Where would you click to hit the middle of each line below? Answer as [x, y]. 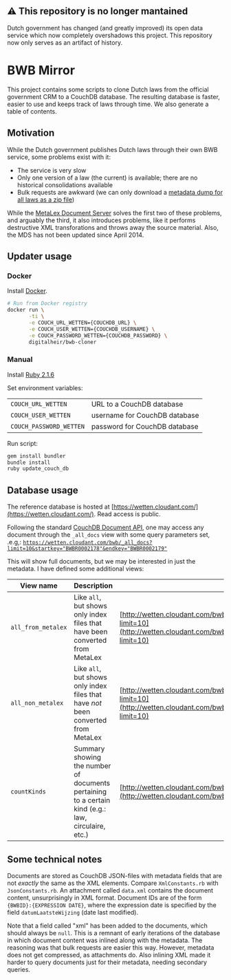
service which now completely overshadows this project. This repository [110, 35]
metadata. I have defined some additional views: [76, 569]
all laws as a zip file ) [46, 200]
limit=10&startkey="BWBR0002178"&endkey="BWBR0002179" [87, 549]
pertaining [90, 792]
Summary [89, 749]
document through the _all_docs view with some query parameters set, [109, 535]
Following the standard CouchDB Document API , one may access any [106, 528]
